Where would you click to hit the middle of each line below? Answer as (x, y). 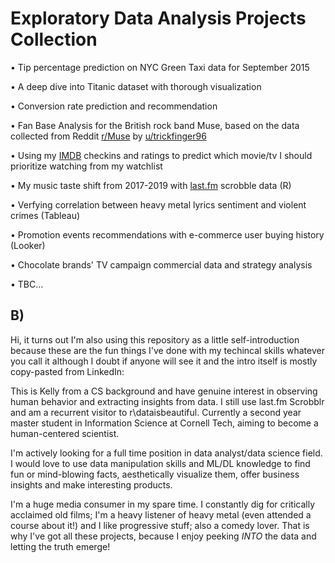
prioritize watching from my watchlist (86, 166)
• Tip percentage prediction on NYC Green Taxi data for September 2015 (160, 67)
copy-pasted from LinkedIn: (67, 371)
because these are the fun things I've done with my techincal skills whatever (167, 350)
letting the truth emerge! (60, 546)
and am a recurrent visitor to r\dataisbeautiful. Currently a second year (156, 412)
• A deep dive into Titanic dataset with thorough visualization (136, 86)
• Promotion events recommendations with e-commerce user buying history (167, 234)
